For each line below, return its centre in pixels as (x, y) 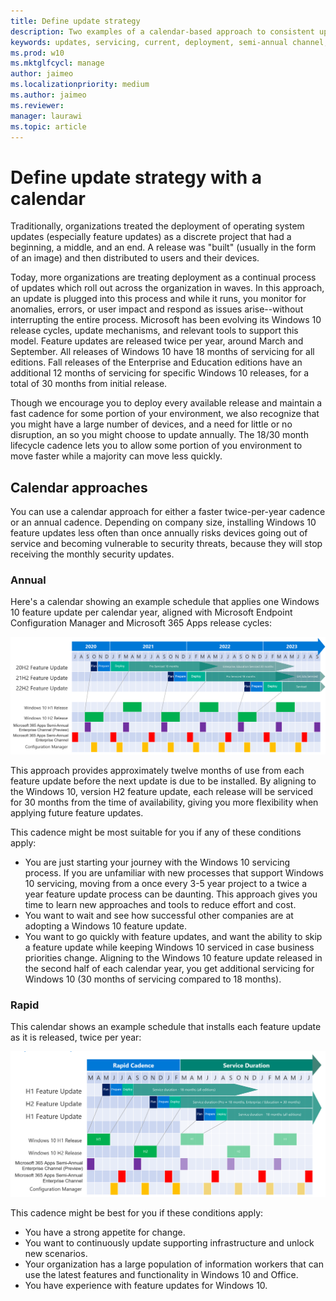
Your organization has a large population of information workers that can (174, 1264)
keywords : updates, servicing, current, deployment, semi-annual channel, (169, 42)
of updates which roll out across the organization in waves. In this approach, (167, 288)
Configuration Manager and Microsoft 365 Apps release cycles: (141, 623)
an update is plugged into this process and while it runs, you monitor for (158, 299)
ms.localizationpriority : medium (80, 85)
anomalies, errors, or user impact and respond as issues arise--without (157, 309)
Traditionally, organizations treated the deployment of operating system (157, 226)
